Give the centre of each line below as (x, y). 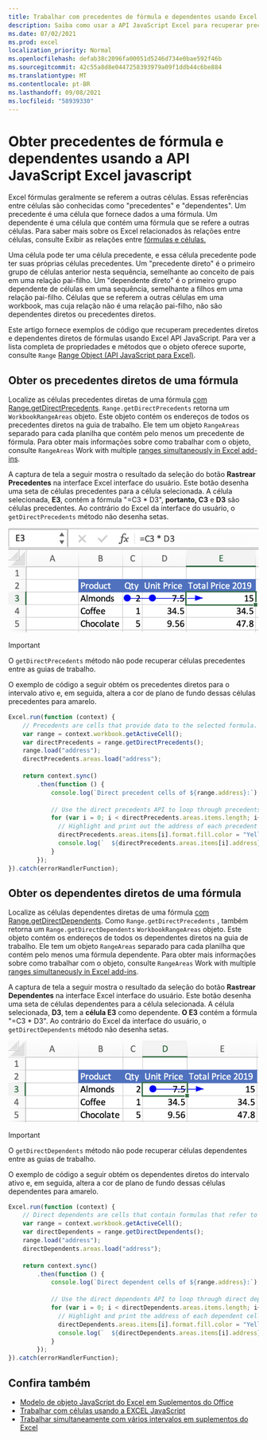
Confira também (50, 1383)
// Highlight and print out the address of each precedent (158, 826)
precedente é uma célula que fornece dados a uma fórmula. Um (113, 214)
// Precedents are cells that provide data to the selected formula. (140, 726)
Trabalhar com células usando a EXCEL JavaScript (103, 1410)
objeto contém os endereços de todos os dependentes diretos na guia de (128, 938)
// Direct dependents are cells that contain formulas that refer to (140, 1215)
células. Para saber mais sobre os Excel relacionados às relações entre (124, 231)
